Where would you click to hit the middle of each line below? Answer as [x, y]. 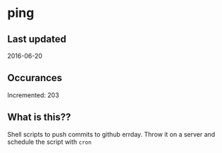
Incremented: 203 [33, 95]
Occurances [35, 78]
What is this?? [39, 117]
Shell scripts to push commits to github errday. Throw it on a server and [111, 134]
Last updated [37, 39]
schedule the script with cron [49, 142]
